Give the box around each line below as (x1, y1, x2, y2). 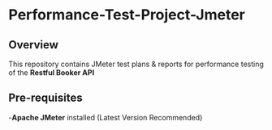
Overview (8, 38, 59, 52)
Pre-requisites (8, 91, 83, 105)
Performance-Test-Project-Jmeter (8, 6, 246, 24)
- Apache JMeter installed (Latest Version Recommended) (8, 112, 203, 122)
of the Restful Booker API (8, 68, 95, 78)
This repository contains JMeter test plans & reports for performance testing (8, 59, 264, 69)
